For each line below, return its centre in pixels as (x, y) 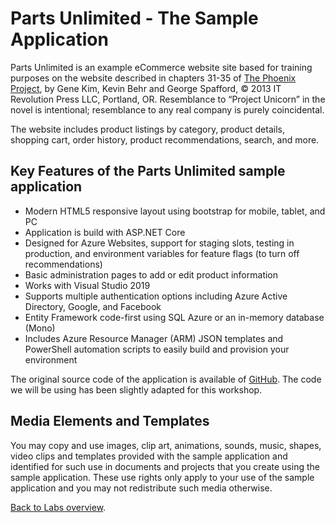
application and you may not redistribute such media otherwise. (141, 488)
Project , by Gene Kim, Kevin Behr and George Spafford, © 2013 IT (146, 88)
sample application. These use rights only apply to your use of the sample (162, 477)
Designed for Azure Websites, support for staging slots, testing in (159, 243)
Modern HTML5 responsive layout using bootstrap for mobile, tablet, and (175, 211)
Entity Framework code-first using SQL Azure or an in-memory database (174, 317)
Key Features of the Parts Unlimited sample (148, 171)
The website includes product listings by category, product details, (147, 129)
